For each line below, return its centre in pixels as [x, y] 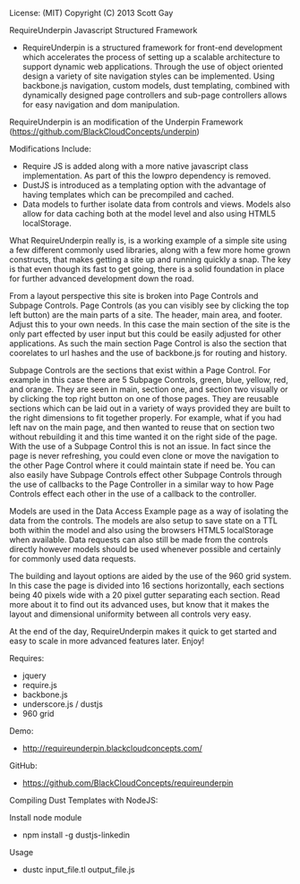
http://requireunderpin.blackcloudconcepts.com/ [112, 748]
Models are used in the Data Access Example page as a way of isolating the [149, 511]
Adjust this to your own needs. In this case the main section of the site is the [150, 324]
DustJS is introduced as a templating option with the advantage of [144, 185]
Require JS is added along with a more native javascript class [135, 166]
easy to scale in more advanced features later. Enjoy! [107, 641]
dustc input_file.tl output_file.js [78, 870]
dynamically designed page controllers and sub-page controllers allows [154, 95]
